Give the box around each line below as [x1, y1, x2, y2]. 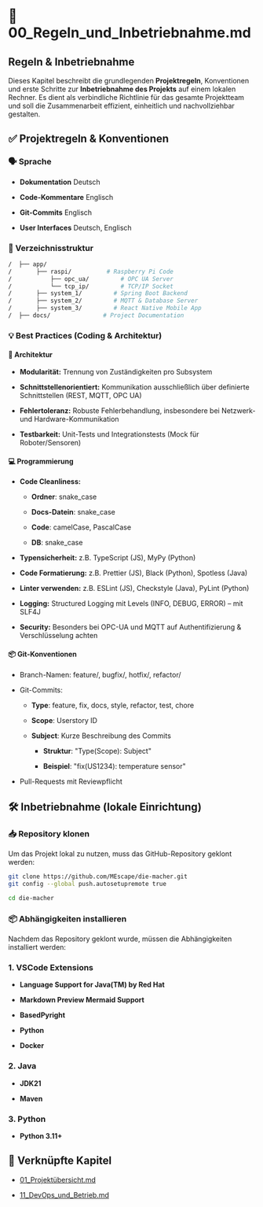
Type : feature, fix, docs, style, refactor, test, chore [31, 700, 195, 710]
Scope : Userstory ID [31, 715, 98, 725]
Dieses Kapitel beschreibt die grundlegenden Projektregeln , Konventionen [8, 76, 250, 85]
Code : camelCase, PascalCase [31, 522, 132, 532]
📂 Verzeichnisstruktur [8, 242, 94, 253]
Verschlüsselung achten [19, 631, 98, 640]
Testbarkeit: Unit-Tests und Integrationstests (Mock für [19, 430, 199, 439]
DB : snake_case [31, 538, 83, 548]
